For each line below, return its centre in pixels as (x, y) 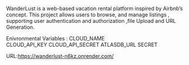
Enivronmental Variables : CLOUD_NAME (55, 38)
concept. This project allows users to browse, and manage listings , (88, 15)
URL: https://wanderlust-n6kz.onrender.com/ (60, 56)
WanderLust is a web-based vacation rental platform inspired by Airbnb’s (95, 8)
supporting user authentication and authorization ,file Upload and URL (91, 21)
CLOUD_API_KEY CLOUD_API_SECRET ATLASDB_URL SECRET (82, 45)
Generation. (20, 27)
